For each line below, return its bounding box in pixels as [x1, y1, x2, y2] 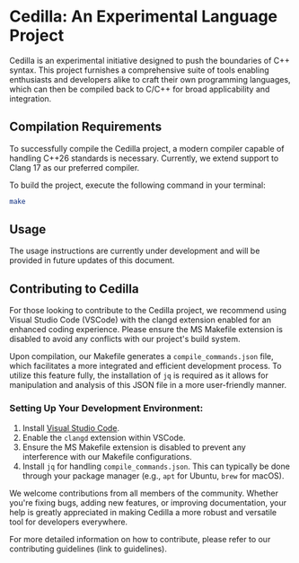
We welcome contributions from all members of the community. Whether [9, 488, 278, 498]
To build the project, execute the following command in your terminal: [9, 180, 267, 190]
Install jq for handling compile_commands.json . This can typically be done [22, 461, 290, 471]
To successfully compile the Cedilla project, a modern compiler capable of [9, 143, 285, 154]
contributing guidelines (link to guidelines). [9, 543, 168, 554]
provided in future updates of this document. [9, 255, 175, 266]
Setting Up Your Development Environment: [9, 402, 204, 415]
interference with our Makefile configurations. [22, 451, 192, 462]
